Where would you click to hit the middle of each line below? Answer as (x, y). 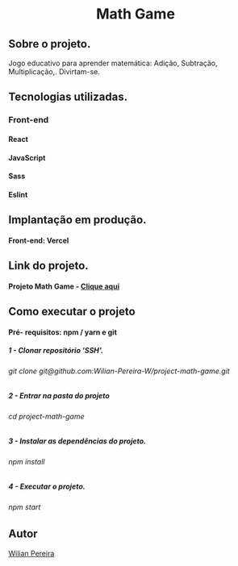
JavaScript (27, 157)
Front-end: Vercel (39, 240)
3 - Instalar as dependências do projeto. (77, 441)
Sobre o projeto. (50, 44)
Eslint (18, 194)
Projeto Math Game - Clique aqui (64, 286)
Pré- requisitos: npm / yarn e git (63, 332)
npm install (27, 461)
